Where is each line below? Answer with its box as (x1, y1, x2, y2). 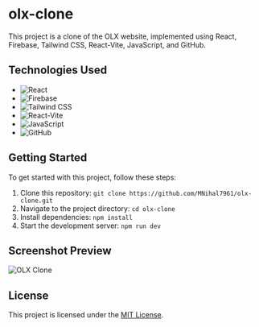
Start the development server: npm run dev (19, 221, 161, 230)
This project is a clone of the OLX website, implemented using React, (8, 31, 237, 41)
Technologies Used (8, 64, 107, 77)
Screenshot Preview (8, 243, 112, 258)
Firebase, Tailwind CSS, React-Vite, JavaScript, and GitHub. (8, 39, 207, 49)
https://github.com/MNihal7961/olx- (129, 189, 252, 197)
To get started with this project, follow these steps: (8, 172, 177, 182)
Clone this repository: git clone (19, 188, 126, 197)
